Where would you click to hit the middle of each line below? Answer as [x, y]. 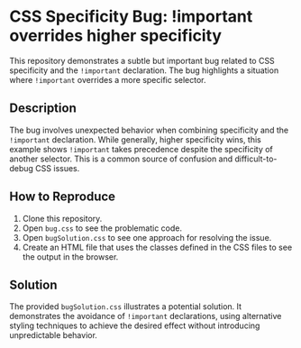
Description [43, 109]
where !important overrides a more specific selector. [108, 79]
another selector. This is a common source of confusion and [121, 159]
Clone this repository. [62, 218]
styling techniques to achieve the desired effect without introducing [135, 325]
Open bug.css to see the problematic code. [102, 228]
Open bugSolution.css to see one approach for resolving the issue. [147, 237]
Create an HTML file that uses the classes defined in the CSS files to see [157, 247]
